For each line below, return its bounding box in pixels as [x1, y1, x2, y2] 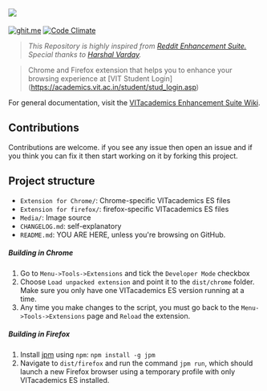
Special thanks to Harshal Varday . [27, 49, 142, 59]
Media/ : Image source [19, 213, 91, 222]
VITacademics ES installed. [19, 375, 110, 385]
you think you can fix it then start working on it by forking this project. [8, 151, 238, 161]
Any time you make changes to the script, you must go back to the [19, 302, 240, 312]
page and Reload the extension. [87, 311, 191, 320]
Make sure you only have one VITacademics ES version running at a [19, 285, 245, 295]
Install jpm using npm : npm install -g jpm [19, 349, 156, 359]
